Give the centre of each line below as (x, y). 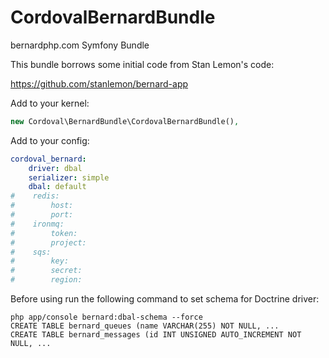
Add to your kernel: (50, 103)
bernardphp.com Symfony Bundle (80, 45)
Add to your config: (50, 140)
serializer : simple (69, 177)
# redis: (35, 196)
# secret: (46, 271)
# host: (42, 206)
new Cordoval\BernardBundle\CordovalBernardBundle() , (125, 121)
